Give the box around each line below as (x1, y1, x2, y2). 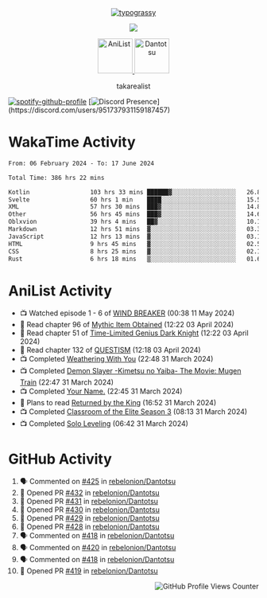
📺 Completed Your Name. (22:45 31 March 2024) (19, 386, 183, 397)
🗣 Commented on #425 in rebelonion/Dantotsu (19, 477, 176, 487)
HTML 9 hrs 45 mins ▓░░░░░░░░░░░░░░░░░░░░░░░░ (8, 240, 237, 248)
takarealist (116, 81, 151, 91)
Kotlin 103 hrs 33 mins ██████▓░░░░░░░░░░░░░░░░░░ (8, 188, 237, 196)
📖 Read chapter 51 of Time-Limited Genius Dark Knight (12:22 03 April (19, 328, 249, 338)
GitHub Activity (8, 450, 113, 468)
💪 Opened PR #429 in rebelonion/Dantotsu (19, 514, 161, 523)
